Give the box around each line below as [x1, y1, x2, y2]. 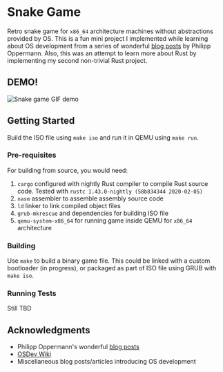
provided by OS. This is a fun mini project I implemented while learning [7, 34, 209, 42]
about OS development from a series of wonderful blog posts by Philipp [7, 41, 211, 50]
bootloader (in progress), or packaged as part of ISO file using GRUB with [7, 264, 217, 272]
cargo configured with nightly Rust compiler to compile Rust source [17, 179, 209, 187]
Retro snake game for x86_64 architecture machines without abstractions [7, 27, 214, 35]
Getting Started [7, 115, 75, 127]
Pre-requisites [7, 150, 57, 160]
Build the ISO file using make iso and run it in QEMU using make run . [7, 133, 199, 142]
